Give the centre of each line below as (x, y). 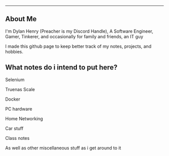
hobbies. (14, 51)
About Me (21, 19)
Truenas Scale (20, 89)
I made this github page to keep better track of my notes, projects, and (78, 46)
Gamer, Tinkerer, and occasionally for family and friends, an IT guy (74, 36)
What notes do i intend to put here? (61, 68)
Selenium (15, 80)
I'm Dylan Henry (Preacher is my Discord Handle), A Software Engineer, (79, 31)
